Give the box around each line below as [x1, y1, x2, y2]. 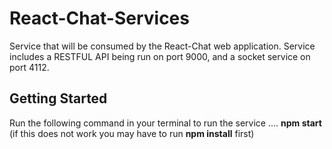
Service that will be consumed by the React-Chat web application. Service [9, 40, 316, 52]
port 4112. [9, 61, 50, 73]
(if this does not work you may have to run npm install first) [9, 127, 255, 139]
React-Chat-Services [9, 7, 190, 30]
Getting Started [9, 90, 108, 107]
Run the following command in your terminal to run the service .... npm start [9, 117, 322, 129]
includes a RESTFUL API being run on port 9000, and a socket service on [9, 50, 311, 62]
